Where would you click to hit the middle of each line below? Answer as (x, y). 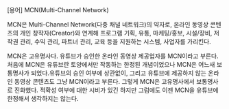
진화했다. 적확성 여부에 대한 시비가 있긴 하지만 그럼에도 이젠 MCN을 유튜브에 (116, 90)
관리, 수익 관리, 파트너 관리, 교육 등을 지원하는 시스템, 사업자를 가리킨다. (115, 42)
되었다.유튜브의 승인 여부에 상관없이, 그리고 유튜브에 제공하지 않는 (119, 73)
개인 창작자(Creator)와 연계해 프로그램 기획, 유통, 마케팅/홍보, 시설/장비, (116, 33)
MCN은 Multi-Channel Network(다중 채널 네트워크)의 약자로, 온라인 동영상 (108, 25)
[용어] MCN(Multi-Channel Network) (58, 10)
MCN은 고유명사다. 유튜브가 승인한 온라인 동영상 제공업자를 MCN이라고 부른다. (113, 56)
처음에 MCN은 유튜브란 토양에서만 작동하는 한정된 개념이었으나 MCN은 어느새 (111, 64)
